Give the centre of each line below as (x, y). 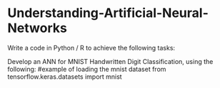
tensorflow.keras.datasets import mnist (65, 77)
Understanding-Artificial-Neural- (108, 13)
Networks (37, 28)
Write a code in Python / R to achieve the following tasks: (91, 48)
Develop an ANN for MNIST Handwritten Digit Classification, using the (110, 61)
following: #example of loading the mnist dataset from (87, 69)
